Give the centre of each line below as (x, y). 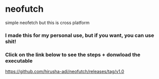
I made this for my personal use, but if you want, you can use (80, 35)
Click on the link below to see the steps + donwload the (73, 54)
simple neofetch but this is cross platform (48, 23)
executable (19, 61)
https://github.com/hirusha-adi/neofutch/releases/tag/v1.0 (65, 72)
